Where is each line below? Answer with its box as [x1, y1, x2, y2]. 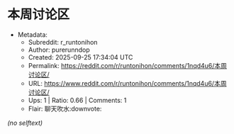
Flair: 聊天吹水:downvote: [28, 104, 102, 113]
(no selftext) [7, 118, 43, 127]
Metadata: [17, 30, 48, 39]
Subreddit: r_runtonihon [28, 38, 98, 46]
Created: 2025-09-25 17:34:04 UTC [28, 52, 133, 61]
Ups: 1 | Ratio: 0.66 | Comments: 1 [28, 96, 127, 104]
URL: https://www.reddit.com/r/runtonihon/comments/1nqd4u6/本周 [28, 79, 227, 87]
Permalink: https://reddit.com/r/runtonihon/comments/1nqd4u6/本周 [28, 61, 228, 69]
